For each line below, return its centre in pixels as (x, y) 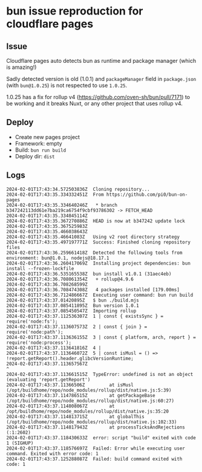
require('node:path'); (35, 332)
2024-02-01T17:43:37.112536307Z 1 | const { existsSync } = (85, 316)
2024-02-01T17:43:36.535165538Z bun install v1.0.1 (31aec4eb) (89, 274)
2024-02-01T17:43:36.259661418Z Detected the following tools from (94, 253)
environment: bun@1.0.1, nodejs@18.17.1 (58, 258)
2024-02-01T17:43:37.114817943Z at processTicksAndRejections (96, 427)
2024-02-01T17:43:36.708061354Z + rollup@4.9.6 (70, 279)
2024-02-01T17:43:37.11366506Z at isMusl (70, 385)
